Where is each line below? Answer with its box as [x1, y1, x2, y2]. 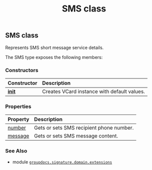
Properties [5, 103, 31, 110]
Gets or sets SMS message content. [34, 132, 118, 139]
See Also [5, 147, 27, 154]
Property [7, 116, 29, 123]
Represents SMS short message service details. [5, 44, 104, 50]
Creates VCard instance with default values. [42, 88, 145, 95]
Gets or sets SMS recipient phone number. [34, 124, 134, 131]
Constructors [5, 66, 38, 73]
